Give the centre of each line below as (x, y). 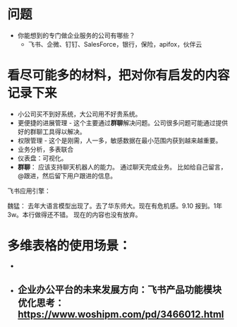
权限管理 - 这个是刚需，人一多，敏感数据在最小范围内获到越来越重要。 (120, 140)
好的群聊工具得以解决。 (51, 131)
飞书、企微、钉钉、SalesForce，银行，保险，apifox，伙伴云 (115, 44)
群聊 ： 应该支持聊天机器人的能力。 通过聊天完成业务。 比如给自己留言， (122, 167)
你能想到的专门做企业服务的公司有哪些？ (76, 35)
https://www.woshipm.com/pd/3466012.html (121, 315)
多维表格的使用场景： (69, 246)
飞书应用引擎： (29, 191)
